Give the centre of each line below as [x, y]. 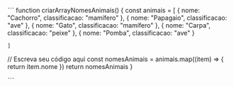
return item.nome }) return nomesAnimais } [70, 66]
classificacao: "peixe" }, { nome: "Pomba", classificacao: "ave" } [101, 33]
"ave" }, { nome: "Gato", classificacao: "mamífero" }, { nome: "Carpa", [109, 25]
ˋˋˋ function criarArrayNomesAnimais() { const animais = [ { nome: [104, 10]
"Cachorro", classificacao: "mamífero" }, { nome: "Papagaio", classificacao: [117, 18]
